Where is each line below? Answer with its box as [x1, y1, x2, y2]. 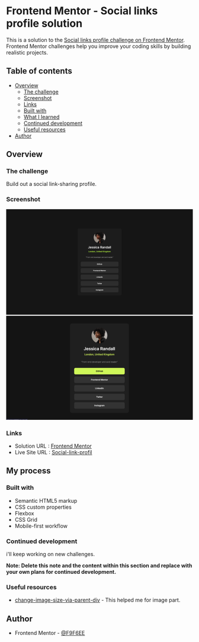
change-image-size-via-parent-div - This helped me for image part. [14, 596, 181, 604]
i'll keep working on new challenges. [6, 551, 95, 558]
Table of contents [6, 66, 72, 76]
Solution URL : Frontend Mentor [14, 442, 92, 450]
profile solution [6, 17, 83, 30]
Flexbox [14, 509, 34, 516]
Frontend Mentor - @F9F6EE [14, 630, 85, 637]
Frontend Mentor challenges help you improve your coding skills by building [6, 43, 191, 50]
